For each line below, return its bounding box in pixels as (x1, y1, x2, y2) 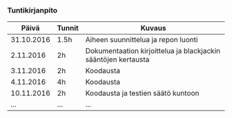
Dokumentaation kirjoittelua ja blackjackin (85, 46, 221, 56)
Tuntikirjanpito (7, 6, 58, 15)
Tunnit (57, 23, 79, 33)
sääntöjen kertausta (85, 55, 150, 64)
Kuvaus (140, 23, 166, 33)
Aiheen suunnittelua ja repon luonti (85, 35, 198, 45)
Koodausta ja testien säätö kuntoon (85, 88, 200, 98)
